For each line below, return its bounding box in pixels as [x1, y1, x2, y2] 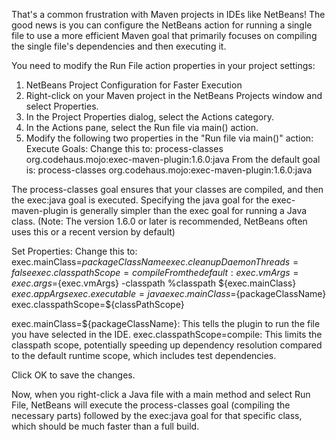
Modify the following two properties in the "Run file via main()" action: [25, 132, 314, 144]
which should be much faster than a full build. [11, 420, 200, 432]
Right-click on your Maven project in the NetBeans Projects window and [25, 90, 323, 101]
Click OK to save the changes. [11, 369, 136, 381]
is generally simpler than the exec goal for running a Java [70, 205, 308, 216]
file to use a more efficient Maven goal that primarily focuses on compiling [11, 30, 318, 41]
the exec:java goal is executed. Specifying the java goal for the [11, 194, 270, 206]
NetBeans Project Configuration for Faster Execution [25, 79, 243, 91]
